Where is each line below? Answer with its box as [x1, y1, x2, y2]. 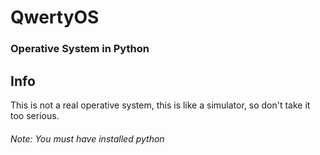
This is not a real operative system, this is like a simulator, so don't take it [10, 99, 311, 111]
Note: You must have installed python [10, 132, 165, 145]
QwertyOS [10, 6, 100, 29]
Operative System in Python [10, 42, 150, 56]
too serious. [10, 109, 60, 121]
